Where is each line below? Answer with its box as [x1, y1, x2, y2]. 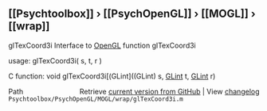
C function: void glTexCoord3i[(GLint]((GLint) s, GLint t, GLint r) [8, 71, 216, 81]
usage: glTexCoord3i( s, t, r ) [8, 55, 102, 65]
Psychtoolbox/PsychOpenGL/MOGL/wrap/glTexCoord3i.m [8, 95, 183, 103]
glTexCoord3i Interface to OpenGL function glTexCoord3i [8, 40, 197, 50]
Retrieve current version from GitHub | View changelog [79, 86, 260, 96]
